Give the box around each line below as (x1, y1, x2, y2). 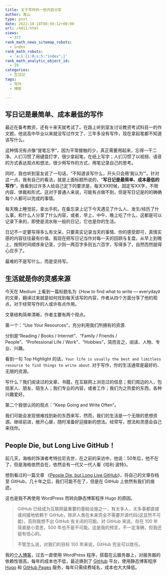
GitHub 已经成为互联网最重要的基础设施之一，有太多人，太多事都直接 (17, 506, 160, 512)
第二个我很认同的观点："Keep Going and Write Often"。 (5, 402, 119, 408)
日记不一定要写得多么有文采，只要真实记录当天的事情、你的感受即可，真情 (5, 229, 158, 235)
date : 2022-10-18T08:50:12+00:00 (5, 21, 75, 26)
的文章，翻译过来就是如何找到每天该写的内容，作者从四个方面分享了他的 (5, 295, 153, 301)
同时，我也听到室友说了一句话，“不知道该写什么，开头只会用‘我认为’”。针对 (5, 171, 160, 177)
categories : (5, 68, 30, 73)
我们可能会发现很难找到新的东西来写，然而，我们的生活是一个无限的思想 (5, 412, 153, 419)
